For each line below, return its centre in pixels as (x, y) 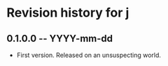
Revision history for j (68, 13)
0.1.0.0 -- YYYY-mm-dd (60, 39)
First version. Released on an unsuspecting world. (89, 55)
